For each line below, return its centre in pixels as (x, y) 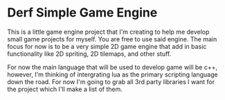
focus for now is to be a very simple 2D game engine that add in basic (107, 46)
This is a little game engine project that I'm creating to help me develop (108, 32)
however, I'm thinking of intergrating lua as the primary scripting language (112, 74)
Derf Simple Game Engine (82, 13)
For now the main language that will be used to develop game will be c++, (112, 67)
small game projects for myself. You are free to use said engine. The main (112, 39)
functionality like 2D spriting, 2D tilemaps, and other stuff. (89, 54)
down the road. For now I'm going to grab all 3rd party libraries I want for (111, 81)
